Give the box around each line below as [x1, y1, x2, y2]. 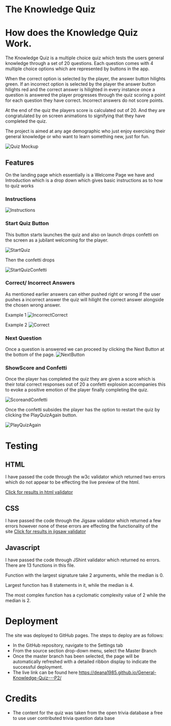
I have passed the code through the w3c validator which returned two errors [5, 474, 165, 480]
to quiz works [5, 183, 34, 189]
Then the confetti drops [5, 257, 55, 263]
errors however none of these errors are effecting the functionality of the [5, 523, 158, 529]
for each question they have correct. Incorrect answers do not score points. [5, 97, 164, 103]
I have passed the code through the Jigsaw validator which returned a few [5, 518, 161, 524]
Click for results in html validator [5, 489, 73, 495]
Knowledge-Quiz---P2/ [12, 674, 62, 681]
